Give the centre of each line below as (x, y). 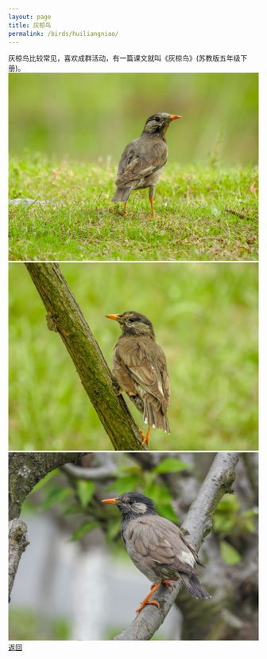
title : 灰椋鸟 (30, 25)
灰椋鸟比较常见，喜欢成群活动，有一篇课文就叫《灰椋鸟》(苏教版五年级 (124, 58)
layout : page (30, 17)
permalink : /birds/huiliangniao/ (64, 33)
